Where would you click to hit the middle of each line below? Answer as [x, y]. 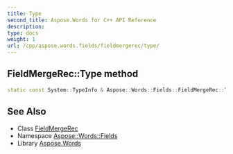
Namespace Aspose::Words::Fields [67, 135]
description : [26, 26]
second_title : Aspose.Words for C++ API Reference [82, 20]
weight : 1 [21, 40]
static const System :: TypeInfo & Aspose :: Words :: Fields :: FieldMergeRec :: [116, 90]
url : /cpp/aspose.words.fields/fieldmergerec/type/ [83, 46]
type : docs [23, 33]
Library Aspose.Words [49, 143]
